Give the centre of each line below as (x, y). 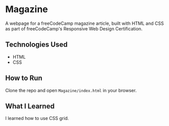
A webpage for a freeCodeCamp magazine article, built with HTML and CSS (84, 23)
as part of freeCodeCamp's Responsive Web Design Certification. (74, 28)
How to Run (24, 78)
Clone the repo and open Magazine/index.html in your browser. (71, 90)
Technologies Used (36, 45)
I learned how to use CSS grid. (37, 118)
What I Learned (30, 106)
